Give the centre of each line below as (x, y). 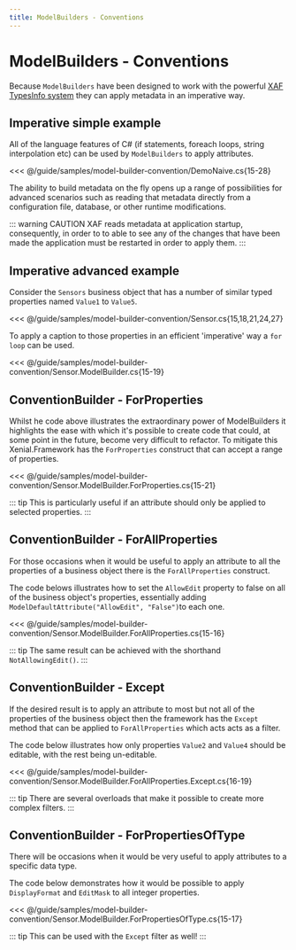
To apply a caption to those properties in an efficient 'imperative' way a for (146, 336)
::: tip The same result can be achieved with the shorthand (115, 650)
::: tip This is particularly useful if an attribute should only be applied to (138, 502)
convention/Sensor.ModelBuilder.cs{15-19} (87, 372)
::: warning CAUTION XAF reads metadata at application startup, (126, 224)
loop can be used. (42, 346)
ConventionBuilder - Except (87, 688)
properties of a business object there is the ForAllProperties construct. (140, 570)
